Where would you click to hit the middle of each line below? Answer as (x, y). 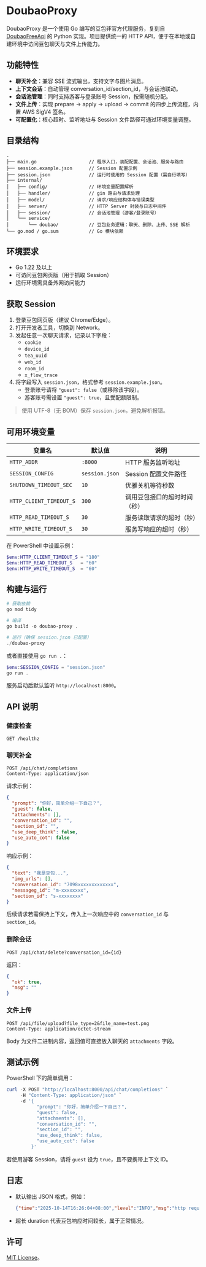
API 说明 (22, 707)
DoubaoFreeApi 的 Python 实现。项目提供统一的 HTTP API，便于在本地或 (99, 36)
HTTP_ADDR (24, 462)
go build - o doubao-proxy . (42, 626)
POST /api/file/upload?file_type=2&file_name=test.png (78, 1023)
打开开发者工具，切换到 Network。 (59, 328)
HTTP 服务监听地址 (153, 462)
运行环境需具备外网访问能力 (50, 283)
